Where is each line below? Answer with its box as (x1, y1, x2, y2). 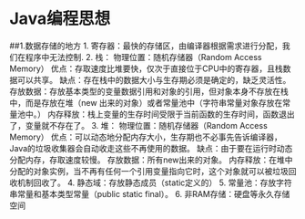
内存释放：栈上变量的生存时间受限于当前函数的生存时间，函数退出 (46, 109, 295, 120)
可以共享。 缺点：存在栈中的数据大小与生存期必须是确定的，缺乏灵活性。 (16, 74, 291, 85)
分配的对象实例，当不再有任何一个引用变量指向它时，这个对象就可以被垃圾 (9, 165, 289, 176)
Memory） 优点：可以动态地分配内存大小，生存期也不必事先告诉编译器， (9, 131, 282, 142)
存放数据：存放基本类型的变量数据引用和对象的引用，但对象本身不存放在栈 (9, 86, 289, 97)
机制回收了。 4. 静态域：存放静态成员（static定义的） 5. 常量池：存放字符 (16, 177, 293, 188)
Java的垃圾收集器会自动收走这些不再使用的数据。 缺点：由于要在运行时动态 (9, 142, 293, 153)
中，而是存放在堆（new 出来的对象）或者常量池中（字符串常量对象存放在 (9, 97, 283, 108)
